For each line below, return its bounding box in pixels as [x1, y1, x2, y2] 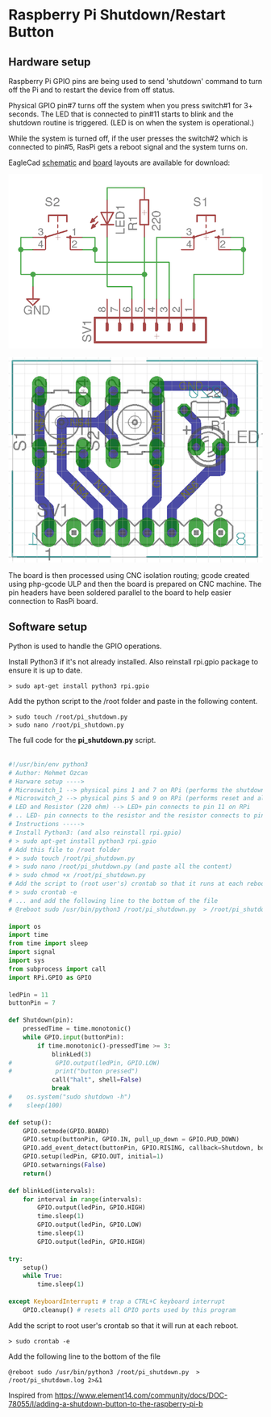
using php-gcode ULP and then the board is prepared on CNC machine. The [8, 580, 262, 589]
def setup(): [8, 1118, 52, 1127]
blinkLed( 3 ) [51, 1050, 92, 1058]
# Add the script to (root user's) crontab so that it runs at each [8, 879, 244, 888]
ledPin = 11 [8, 990, 48, 999]
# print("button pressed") [8, 1067, 139, 1076]
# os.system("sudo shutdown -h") [8, 1093, 131, 1101]
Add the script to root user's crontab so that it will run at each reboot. [8, 1320, 239, 1331]
